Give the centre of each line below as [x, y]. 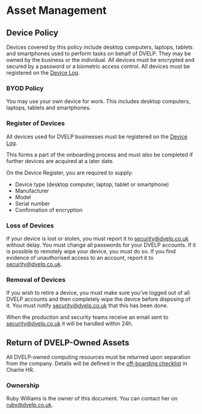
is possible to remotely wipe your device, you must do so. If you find [91, 251]
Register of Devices [36, 123]
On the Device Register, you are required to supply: [70, 173]
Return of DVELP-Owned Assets [68, 343]
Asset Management [56, 11]
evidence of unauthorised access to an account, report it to [80, 258]
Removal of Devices [36, 279]
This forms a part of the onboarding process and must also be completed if [99, 155]
